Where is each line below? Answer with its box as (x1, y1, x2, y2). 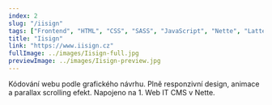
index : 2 (8, 11, 38, 20)
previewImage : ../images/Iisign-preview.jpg (8, 57, 161, 65)
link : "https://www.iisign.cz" (8, 42, 114, 50)
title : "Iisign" (8, 34, 63, 43)
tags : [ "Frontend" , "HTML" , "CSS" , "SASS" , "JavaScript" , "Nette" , (8, 27, 241, 35)
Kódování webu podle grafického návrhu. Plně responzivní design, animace (8, 78, 260, 89)
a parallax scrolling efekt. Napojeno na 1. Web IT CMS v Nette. (8, 87, 216, 97)
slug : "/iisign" (8, 19, 63, 27)
